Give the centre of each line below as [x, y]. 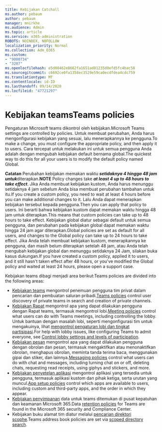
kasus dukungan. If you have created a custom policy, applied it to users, [77, 256]
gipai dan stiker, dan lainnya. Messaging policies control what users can [83, 358]
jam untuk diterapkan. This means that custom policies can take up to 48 [77, 215]
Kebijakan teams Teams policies [70, 115]
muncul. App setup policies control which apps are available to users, [81, 383]
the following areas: [25, 281]
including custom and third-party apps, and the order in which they [79, 388]
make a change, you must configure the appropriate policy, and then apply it [81, 144]
